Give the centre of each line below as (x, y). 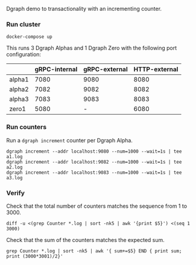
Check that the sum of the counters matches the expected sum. (85, 240)
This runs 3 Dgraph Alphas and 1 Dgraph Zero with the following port (92, 48)
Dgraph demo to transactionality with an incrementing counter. (84, 9)
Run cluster (24, 24)
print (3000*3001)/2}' (35, 256)
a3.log (14, 177)
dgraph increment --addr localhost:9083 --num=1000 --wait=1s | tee (94, 172)
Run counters (27, 127)
